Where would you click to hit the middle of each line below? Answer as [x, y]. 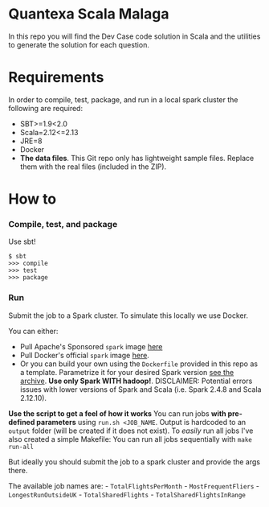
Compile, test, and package [63, 224]
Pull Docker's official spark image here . [85, 355]
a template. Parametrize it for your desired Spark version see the [127, 372]
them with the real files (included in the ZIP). [93, 167]
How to [33, 199]
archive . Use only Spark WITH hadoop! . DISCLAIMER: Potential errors [136, 381]
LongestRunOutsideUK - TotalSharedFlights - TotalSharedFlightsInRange [127, 494]
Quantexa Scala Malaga [89, 14]
